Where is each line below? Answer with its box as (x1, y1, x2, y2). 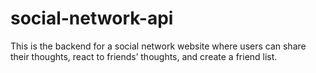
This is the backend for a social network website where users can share (10, 40, 307, 52)
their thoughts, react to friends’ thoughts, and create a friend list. (10, 50, 278, 62)
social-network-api (10, 7, 174, 30)
